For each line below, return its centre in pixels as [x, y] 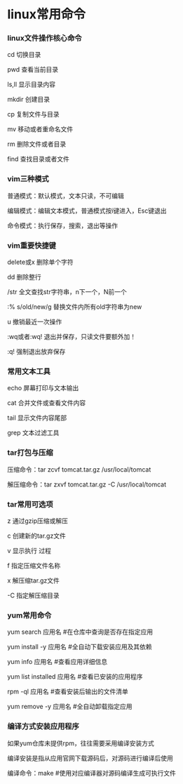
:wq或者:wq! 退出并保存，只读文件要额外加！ [72, 337]
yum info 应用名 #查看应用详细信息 [57, 662]
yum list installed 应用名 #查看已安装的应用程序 [75, 677]
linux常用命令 [47, 14]
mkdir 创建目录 [29, 100]
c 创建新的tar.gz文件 [37, 536]
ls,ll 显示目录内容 [32, 84]
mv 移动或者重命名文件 [40, 129]
